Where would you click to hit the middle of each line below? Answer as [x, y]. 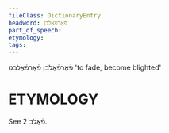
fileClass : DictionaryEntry [55, 15]
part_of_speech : [35, 30]
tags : [17, 45]
